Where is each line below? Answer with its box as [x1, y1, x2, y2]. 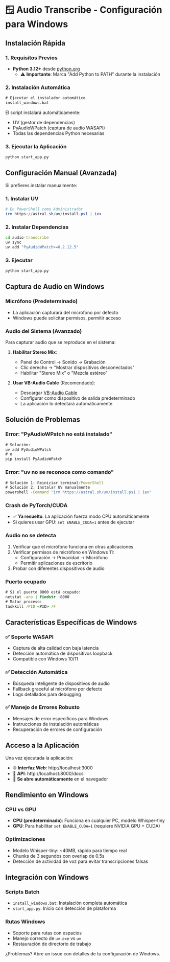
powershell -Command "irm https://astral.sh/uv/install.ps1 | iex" [5, 490, 152, 495]
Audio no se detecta [5, 532, 56, 539]
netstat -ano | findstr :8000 [5, 594, 70, 600]
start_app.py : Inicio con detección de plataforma [12, 905, 116, 911]
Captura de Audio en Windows [5, 282, 105, 291]
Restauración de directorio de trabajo [12, 941, 91, 947]
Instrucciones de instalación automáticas [12, 721, 99, 727]
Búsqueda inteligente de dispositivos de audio [12, 680, 110, 686]
